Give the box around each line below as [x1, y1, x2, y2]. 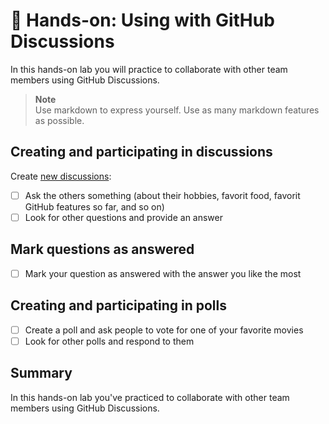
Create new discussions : [10, 170, 112, 182]
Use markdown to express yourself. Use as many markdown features [34, 104, 320, 116]
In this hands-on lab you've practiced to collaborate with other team [10, 391, 290, 403]
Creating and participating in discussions [10, 144, 273, 161]
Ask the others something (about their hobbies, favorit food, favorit [24, 189, 301, 201]
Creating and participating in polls [10, 297, 228, 314]
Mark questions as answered [10, 241, 195, 258]
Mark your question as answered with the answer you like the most [24, 267, 302, 279]
